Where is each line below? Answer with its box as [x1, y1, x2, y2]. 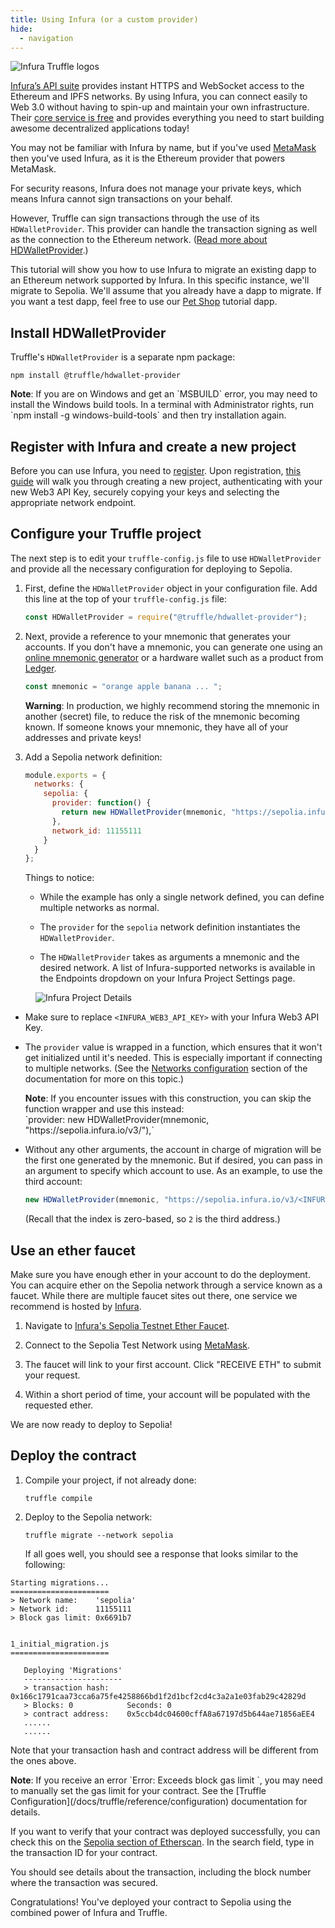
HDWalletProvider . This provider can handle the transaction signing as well [10, 223, 318, 235]
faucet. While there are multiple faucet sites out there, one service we [10, 1290, 298, 1301]
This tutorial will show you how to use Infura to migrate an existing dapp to [10, 264, 317, 276]
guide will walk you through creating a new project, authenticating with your [10, 476, 323, 487]
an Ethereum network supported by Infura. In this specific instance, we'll [10, 274, 310, 286]
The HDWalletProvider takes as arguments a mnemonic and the [39, 951, 300, 963]
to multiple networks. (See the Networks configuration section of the [24, 1062, 308, 1075]
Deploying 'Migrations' [23, 1665, 123, 1675]
